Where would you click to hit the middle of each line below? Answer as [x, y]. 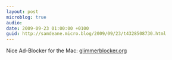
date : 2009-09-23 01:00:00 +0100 [48, 28]
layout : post [22, 12]
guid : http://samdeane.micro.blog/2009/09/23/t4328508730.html [86, 34]
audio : [14, 23]
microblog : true [26, 17]
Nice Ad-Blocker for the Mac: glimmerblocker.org [67, 50]
